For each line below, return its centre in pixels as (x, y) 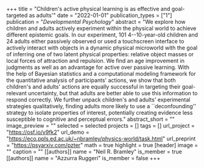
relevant (16, 93)
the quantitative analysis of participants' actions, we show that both (91, 80)
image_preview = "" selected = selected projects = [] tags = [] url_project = (100, 126)
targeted (17, 15)
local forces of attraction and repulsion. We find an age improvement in (95, 61)
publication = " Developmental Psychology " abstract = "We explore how (96, 22)
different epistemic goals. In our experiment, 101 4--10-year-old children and (102, 35)
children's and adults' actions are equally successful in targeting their (93, 87)
